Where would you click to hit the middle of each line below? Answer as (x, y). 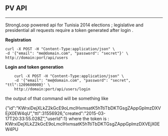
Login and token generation (34, 67)
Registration (18, 40)
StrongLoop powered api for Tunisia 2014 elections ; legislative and (74, 25)
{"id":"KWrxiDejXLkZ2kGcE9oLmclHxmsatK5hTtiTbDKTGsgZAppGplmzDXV (83, 108)
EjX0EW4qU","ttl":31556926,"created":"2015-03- (55, 113)
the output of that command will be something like (57, 98)
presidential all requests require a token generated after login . (69, 30)
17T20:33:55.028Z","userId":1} (36, 119)
